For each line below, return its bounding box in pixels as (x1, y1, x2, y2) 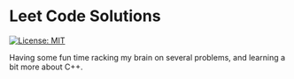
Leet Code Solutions (9, 6, 161, 26)
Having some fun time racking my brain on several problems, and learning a (9, 52, 286, 62)
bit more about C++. (9, 61, 83, 72)
